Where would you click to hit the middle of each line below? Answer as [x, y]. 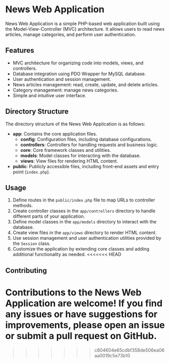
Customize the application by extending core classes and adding [81, 249]
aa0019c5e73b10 [112, 355]
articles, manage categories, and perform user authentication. [71, 34]
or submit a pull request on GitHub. [81, 336]
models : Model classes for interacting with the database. [80, 155]
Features [20, 50]
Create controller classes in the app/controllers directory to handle [84, 211]
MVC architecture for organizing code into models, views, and [78, 63]
